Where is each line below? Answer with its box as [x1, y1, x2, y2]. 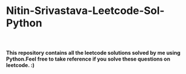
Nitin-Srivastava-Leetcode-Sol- [6, 4, 165, 17]
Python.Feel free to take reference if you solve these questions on [6, 55, 171, 62]
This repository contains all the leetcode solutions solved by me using [6, 49, 181, 56]
